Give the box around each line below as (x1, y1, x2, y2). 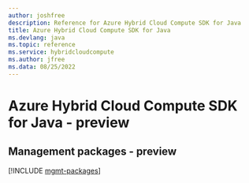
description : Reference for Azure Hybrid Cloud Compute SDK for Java (8, 19, 242, 27)
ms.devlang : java (8, 33, 65, 42)
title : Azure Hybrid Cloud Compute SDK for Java (8, 26, 171, 34)
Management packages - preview (8, 145, 177, 159)
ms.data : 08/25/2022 (8, 63, 76, 71)
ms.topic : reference (8, 41, 76, 49)
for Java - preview (8, 114, 130, 131)
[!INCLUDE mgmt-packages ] (8, 166, 101, 175)
